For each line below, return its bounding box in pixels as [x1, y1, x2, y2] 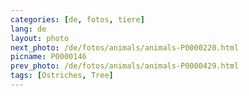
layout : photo [10, 33, 70, 43]
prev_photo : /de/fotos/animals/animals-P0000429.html [10, 61, 240, 71]
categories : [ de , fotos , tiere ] [10, 14, 145, 25]
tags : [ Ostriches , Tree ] [10, 71, 114, 81]
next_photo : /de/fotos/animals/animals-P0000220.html [10, 42, 240, 53]
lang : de [10, 24, 47, 34]
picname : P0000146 [10, 52, 87, 62]
